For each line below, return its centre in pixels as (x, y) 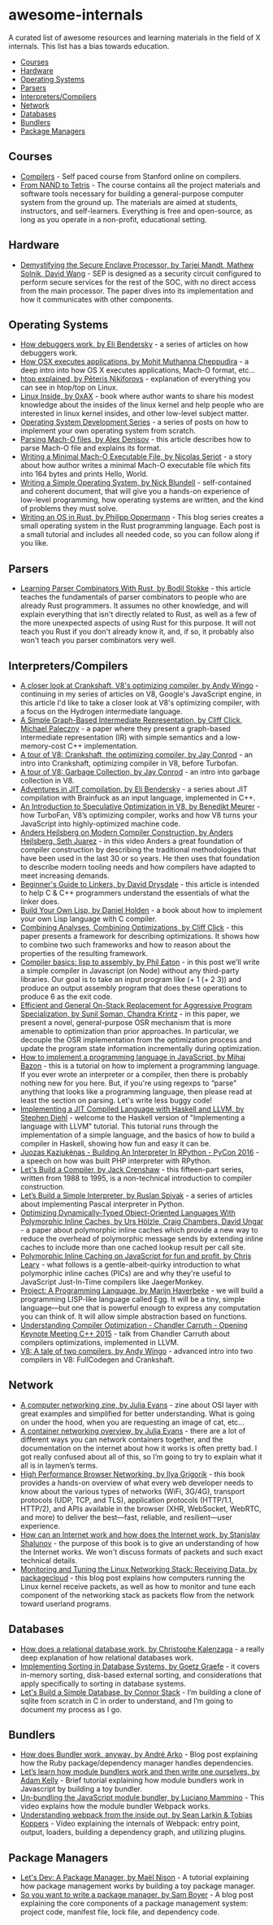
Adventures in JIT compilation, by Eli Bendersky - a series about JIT (134, 789)
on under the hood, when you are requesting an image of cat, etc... (132, 1422)
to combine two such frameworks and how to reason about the (126, 945)
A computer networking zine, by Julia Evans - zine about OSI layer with (139, 1404)
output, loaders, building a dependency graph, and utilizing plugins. (133, 1832)
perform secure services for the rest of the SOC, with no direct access (138, 282)
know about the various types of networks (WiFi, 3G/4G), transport (132, 1491)
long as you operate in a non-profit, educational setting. (113, 219)
